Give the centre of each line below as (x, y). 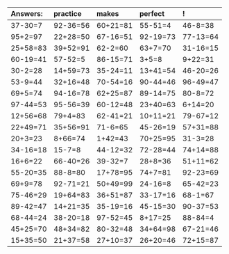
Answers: (27, 14)
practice (68, 14)
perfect (152, 14)
